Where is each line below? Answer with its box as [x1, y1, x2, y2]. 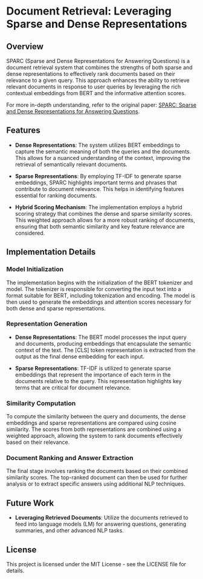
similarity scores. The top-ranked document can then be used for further [6, 474, 187, 481]
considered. [14, 229, 45, 236]
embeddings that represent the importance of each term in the [14, 371, 171, 378]
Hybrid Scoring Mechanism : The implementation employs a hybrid [14, 203, 182, 210]
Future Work [6, 498, 54, 508]
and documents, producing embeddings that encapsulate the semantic [14, 340, 192, 347]
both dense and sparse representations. [6, 304, 106, 312]
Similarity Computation [6, 399, 76, 407]
